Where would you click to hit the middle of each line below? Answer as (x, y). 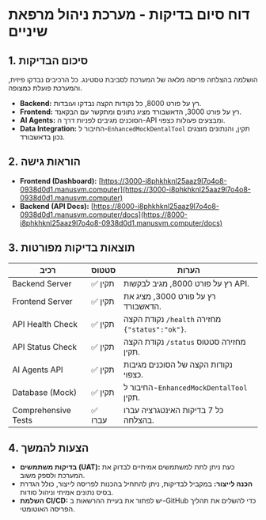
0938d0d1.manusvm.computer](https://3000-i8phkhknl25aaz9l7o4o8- (135, 189)
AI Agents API (38, 370)
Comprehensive (42, 410)
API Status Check (45, 347)
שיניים (28, 31)
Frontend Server (42, 301)
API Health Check (45, 324)
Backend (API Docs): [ (57, 206)
